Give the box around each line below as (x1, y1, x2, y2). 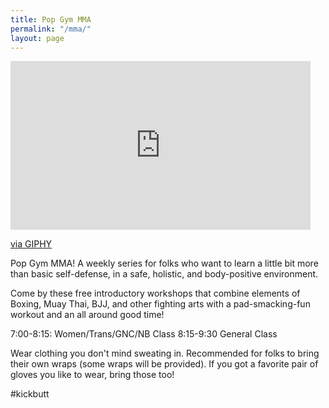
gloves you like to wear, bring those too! (10, 369, 175, 381)
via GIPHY (10, 238, 53, 250)
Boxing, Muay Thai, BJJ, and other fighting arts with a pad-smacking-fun (10, 298, 311, 310)
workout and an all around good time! (10, 309, 165, 321)
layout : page (10, 33, 65, 43)
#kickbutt (10, 388, 50, 400)
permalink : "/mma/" (10, 24, 92, 34)
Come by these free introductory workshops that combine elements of (10, 287, 301, 300)
